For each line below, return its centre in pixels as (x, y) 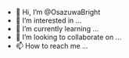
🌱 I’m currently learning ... (57, 29)
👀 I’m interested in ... (48, 20)
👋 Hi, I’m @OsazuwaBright (58, 12)
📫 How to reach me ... (52, 46)
